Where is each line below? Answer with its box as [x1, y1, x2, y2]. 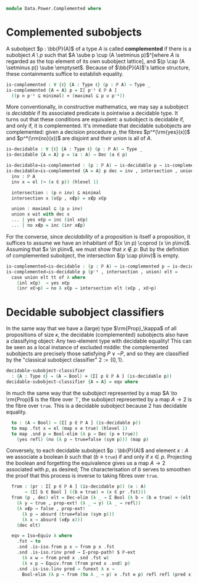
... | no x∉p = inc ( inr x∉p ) [11, 223, 85, 228]
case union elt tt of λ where [11, 274, 85, 281]
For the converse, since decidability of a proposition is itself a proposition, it [6, 233, 190, 240]
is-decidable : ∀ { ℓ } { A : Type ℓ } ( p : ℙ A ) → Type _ [6, 146, 143, 152]
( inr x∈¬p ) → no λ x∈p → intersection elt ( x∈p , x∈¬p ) [16, 285, 157, 291]
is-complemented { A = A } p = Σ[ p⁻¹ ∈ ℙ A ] [6, 87, 117, 93]
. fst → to [16, 539, 41, 545]
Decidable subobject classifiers [6, 305, 164, 319]
